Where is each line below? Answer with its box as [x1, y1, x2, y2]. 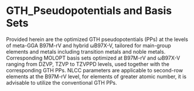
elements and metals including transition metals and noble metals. [6, 48, 166, 55]
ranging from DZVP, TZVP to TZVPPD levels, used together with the [6, 60, 170, 68]
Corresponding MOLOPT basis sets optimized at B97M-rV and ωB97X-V [6, 54, 181, 61]
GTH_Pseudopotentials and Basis [6, 4, 172, 17]
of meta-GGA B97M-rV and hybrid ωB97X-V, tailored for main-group [6, 42, 171, 49]
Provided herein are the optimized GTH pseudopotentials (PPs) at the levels [6, 36, 189, 43]
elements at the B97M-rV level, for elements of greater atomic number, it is [6, 73, 186, 80]
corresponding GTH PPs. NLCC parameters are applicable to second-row [6, 66, 183, 73]
